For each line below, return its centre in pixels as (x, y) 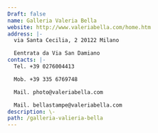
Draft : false (27, 14)
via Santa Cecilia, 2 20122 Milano (67, 41)
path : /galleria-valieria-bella (55, 118)
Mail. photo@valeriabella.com (58, 92)
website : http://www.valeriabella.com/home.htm (79, 27)
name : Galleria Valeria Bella (52, 21)
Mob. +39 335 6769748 (46, 79)
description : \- (31, 112)
